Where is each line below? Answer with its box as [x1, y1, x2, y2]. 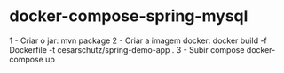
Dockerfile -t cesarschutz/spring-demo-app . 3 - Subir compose [9, 44, 245, 55]
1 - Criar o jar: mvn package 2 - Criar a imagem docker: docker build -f [9, 35, 268, 46]
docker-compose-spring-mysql [9, 6, 248, 26]
